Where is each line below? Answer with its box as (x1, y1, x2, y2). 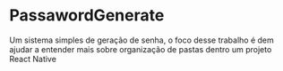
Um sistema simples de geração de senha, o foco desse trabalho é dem (9, 35, 275, 45)
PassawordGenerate (9, 5, 165, 26)
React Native (9, 53, 56, 64)
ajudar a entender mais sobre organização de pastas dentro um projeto (9, 43, 272, 54)
